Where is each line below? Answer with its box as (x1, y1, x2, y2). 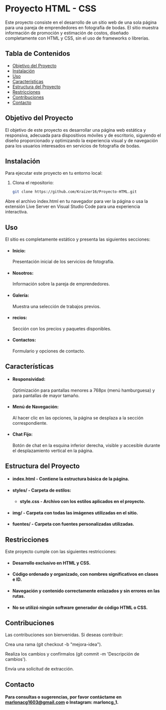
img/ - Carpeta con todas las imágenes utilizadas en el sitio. (12, 509, 138, 515)
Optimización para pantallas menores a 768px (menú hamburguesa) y (12, 387, 155, 393)
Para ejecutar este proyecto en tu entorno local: (5, 170, 103, 176)
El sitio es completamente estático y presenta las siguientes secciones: (5, 236, 151, 243)
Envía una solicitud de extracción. (5, 666, 74, 672)
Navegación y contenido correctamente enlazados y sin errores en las (12, 588, 160, 594)
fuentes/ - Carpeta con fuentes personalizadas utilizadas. (12, 521, 135, 527)
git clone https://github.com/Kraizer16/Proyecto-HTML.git (12, 189, 137, 195)
